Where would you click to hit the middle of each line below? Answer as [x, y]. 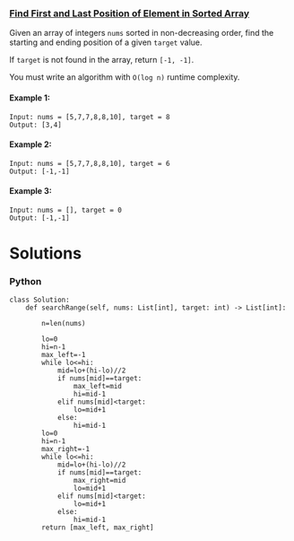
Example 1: [30, 98]
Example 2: [30, 144]
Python [26, 282]
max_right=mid [99, 481]
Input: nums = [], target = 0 [66, 210]
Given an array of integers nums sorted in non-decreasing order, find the [142, 33]
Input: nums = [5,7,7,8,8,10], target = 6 [90, 163]
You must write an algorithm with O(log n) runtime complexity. [125, 77]
